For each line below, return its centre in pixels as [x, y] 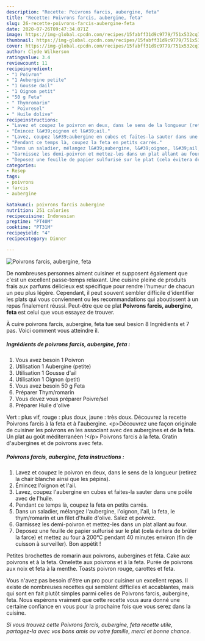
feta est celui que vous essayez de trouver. [60, 312]
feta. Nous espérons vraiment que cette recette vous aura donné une [93, 599]
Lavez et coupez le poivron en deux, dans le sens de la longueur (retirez [106, 472]
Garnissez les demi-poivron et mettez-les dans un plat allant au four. [101, 524]
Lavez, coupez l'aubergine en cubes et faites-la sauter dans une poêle [104, 491]
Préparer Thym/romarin [45, 392]
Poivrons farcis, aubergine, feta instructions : [65, 457]
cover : [15, 46]
